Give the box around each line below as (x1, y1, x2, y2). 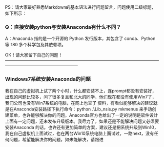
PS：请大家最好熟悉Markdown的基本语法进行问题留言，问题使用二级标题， (5, 4, 156, 10)
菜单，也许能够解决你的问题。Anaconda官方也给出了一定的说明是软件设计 (9, 112, 158, 118)
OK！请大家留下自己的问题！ (5, 52, 63, 58)
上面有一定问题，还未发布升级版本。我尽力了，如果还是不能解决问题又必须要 (5, 118, 159, 124)
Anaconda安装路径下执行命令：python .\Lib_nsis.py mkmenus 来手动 (13, 106, 152, 112)
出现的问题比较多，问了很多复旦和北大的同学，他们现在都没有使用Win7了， (5, 94, 157, 100)
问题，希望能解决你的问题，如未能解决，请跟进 (9, 136, 103, 142)
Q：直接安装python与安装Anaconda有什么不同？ (5, 23, 121, 30)
